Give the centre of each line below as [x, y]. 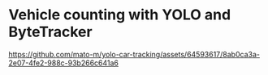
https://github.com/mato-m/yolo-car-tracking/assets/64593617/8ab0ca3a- [134, 54]
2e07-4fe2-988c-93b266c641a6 [64, 63]
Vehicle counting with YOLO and [120, 15]
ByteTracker [50, 32]
